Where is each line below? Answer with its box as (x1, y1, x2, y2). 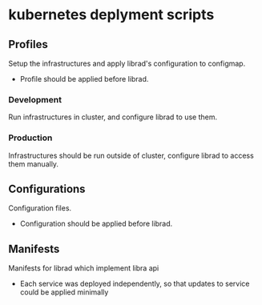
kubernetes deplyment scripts (8, 6, 215, 24)
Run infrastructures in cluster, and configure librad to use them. (8, 112, 218, 122)
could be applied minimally (19, 287, 109, 297)
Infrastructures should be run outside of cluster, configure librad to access (8, 150, 254, 160)
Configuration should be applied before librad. (19, 219, 173, 229)
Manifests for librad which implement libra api (8, 263, 159, 273)
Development (8, 94, 62, 105)
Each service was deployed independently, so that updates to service (19, 279, 250, 289)
